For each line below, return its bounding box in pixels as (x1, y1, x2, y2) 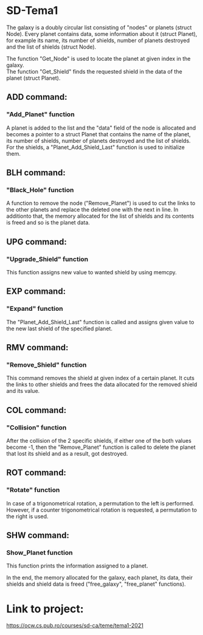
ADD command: (6, 92, 68, 102)
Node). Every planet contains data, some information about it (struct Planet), (6, 30, 198, 37)
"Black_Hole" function (6, 186, 74, 194)
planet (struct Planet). (6, 74, 61, 82)
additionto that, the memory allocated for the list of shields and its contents (6, 212, 194, 220)
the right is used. (6, 512, 49, 520)
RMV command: (6, 342, 69, 353)
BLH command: (6, 168, 66, 178)
